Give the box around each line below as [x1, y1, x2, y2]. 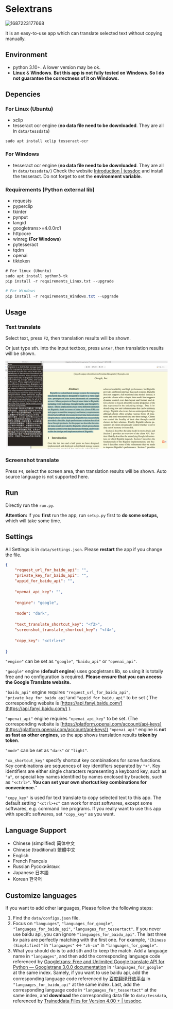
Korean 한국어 [12, 876, 42, 882]
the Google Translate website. [5, 679, 71, 685]
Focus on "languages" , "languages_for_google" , [12, 921, 114, 927]
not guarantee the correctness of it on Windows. [12, 75, 119, 81]
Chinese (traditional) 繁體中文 [12, 847, 76, 853]
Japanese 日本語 [12, 870, 49, 876]
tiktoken [12, 258, 30, 264]
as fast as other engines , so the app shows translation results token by [5, 732, 158, 738]
